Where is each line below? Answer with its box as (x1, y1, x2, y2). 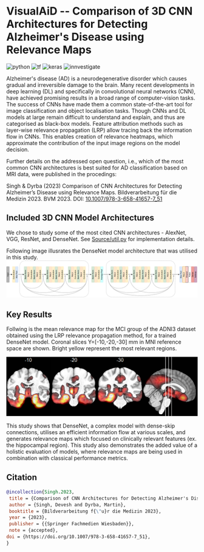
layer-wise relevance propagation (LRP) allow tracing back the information (6, 126, 192, 134)
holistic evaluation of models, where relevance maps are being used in (6, 448, 183, 455)
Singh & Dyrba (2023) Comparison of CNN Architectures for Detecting (6, 182, 182, 189)
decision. (6, 146, 29, 153)
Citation (6, 472, 38, 482)
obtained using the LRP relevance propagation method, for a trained (6, 332, 177, 339)
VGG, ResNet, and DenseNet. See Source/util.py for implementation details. (6, 235, 195, 242)
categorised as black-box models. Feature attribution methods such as (6, 120, 183, 127)
